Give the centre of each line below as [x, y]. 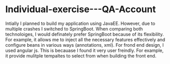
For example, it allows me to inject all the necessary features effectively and [85, 40]
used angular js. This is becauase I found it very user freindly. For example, [84, 50]
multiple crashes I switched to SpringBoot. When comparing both [74, 28]
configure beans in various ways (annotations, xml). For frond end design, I [84, 45]
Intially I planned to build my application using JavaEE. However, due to [80, 23]
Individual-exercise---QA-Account [81, 9]
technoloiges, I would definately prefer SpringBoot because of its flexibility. [84, 34]
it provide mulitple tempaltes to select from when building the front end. [81, 56]
